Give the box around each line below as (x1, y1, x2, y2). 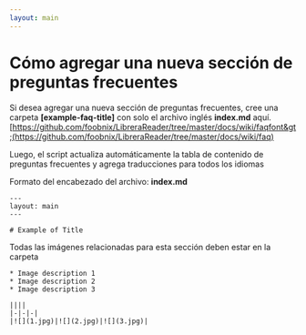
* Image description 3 (9, 284, 96, 294)
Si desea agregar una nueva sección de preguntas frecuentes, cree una (9, 102, 279, 113)
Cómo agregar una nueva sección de (9, 52, 293, 73)
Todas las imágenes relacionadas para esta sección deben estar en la (9, 241, 271, 252)
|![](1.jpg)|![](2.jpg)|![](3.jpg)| (9, 316, 148, 326)
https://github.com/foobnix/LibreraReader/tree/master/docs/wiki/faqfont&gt (12, 121, 297, 132)
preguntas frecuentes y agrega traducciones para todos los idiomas (9, 158, 264, 169)
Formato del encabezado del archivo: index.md (9, 176, 189, 187)
